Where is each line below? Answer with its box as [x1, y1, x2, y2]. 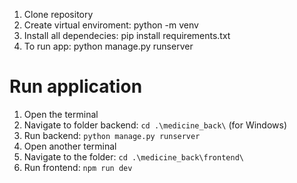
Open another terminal [23, 140, 117, 152]
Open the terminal [23, 108, 99, 120]
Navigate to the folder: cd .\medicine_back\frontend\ [23, 150, 244, 163]
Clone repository [23, 9, 94, 20]
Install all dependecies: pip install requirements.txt [23, 30, 231, 41]
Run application [9, 75, 143, 98]
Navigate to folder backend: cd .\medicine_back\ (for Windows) [23, 119, 288, 131]
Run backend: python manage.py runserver [23, 129, 201, 141]
